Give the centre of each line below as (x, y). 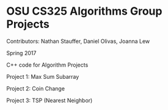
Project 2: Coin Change (36, 88)
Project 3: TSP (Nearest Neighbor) (49, 100)
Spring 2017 (21, 53)
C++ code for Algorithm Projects (47, 65)
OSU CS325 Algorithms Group (84, 11)
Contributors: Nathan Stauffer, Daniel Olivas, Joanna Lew (78, 41)
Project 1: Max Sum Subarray (43, 76)
